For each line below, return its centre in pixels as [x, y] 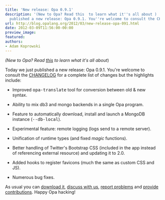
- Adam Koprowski [23, 46]
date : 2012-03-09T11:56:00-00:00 [39, 28]
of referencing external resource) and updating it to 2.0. [69, 153]
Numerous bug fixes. [33, 177]
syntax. [20, 95]
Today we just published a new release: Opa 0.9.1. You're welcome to [75, 70]
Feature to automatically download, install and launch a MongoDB [79, 114]
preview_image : [21, 32]
